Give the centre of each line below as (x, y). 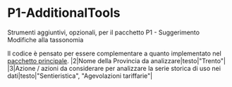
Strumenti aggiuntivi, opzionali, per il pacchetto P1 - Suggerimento (103, 32)
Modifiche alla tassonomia (45, 39)
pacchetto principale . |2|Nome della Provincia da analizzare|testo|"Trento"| (116, 60)
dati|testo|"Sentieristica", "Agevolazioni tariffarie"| (80, 76)
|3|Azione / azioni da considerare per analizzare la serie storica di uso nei (114, 68)
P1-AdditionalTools (64, 13)
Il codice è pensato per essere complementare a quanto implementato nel (115, 53)
